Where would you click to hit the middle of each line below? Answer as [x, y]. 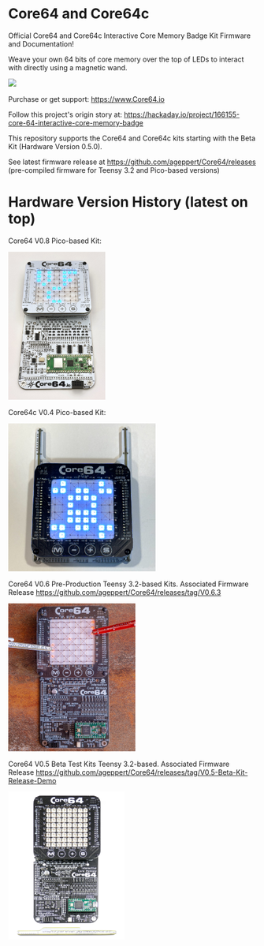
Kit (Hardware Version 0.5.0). [55, 146]
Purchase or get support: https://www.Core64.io [87, 99]
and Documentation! [41, 43]
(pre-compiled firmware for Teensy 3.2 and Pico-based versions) [114, 170]
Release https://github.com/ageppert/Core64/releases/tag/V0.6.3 [115, 592]
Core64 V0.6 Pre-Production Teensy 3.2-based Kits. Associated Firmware [128, 584]
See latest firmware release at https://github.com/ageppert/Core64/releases [132, 162]
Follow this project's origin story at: [65, 114]
